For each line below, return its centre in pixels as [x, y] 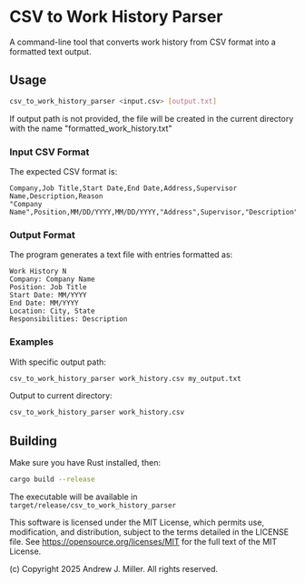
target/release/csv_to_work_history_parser [93, 505]
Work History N [38, 271]
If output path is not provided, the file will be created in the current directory [152, 118]
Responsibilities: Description [69, 319]
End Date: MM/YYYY [44, 303]
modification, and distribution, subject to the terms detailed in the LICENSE [149, 532]
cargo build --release [52, 479]
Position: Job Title [49, 287]
